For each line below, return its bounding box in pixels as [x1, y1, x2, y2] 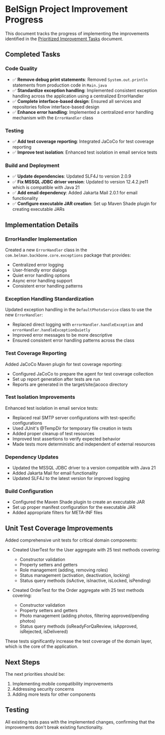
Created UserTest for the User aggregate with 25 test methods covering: [12, 547, 161, 553]
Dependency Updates [5, 454, 58, 460]
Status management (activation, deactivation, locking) [19, 572, 130, 578]
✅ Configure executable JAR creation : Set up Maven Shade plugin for [12, 200, 157, 207]
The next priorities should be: [5, 671, 65, 677]
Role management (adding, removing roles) [19, 567, 108, 573]
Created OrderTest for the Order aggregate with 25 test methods [12, 587, 145, 593]
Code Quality [5, 65, 38, 72]
